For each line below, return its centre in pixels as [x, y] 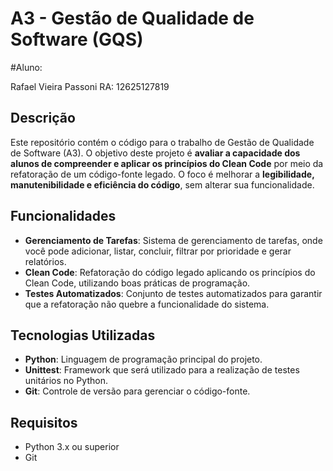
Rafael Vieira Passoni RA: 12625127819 [90, 86]
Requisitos [44, 422]
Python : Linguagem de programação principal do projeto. [143, 359]
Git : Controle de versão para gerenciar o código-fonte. [137, 391]
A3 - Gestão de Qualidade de [132, 18]
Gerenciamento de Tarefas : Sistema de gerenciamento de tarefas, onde [173, 240]
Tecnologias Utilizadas [83, 335]
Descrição [43, 118]
